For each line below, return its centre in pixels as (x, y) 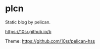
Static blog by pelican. (28, 22)
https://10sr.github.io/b (28, 31)
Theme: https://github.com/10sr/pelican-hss (50, 41)
